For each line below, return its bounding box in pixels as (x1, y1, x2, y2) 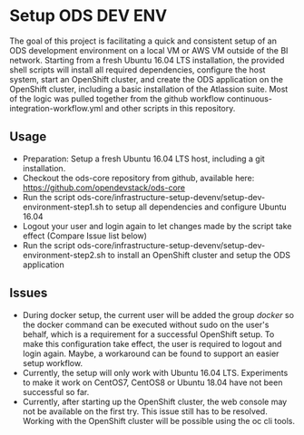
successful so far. (22, 386, 90, 397)
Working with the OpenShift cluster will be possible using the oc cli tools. (22, 415, 296, 426)
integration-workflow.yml (9, 102, 103, 113)
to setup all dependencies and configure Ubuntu (105, 201, 288, 212)
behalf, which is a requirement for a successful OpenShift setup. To (22, 328, 275, 340)
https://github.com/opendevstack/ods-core (22, 182, 186, 193)
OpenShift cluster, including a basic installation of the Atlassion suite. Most (9, 83, 289, 94)
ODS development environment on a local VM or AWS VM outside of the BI (9, 44, 289, 55)
